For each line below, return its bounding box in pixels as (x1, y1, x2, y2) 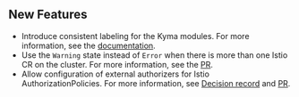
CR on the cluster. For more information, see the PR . (21, 59, 214, 69)
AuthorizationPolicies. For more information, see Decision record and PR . (21, 77, 291, 88)
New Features (8, 7, 88, 22)
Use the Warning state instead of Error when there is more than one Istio (21, 49, 288, 61)
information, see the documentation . (21, 40, 156, 51)
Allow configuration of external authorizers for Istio (21, 69, 209, 79)
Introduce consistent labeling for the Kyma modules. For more (21, 30, 250, 41)
